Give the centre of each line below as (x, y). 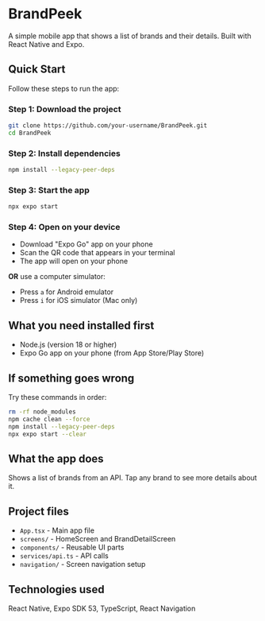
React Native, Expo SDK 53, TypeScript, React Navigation (102, 608)
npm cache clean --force (49, 419)
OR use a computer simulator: (57, 277)
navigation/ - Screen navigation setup (83, 565)
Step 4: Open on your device (64, 227)
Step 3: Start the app (49, 190)
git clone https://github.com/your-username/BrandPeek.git (108, 126)
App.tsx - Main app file (57, 530)
